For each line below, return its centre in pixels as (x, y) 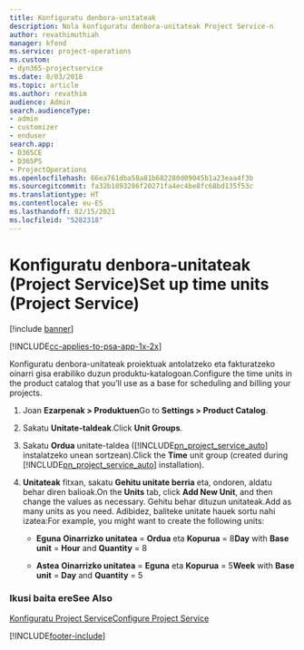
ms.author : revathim (49, 93)
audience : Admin (40, 102)
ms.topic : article (44, 85)
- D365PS (26, 161)
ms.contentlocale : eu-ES (56, 204)
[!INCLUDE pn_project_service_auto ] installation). (113, 464)
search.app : (32, 144)
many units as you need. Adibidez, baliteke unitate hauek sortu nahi (149, 511)
